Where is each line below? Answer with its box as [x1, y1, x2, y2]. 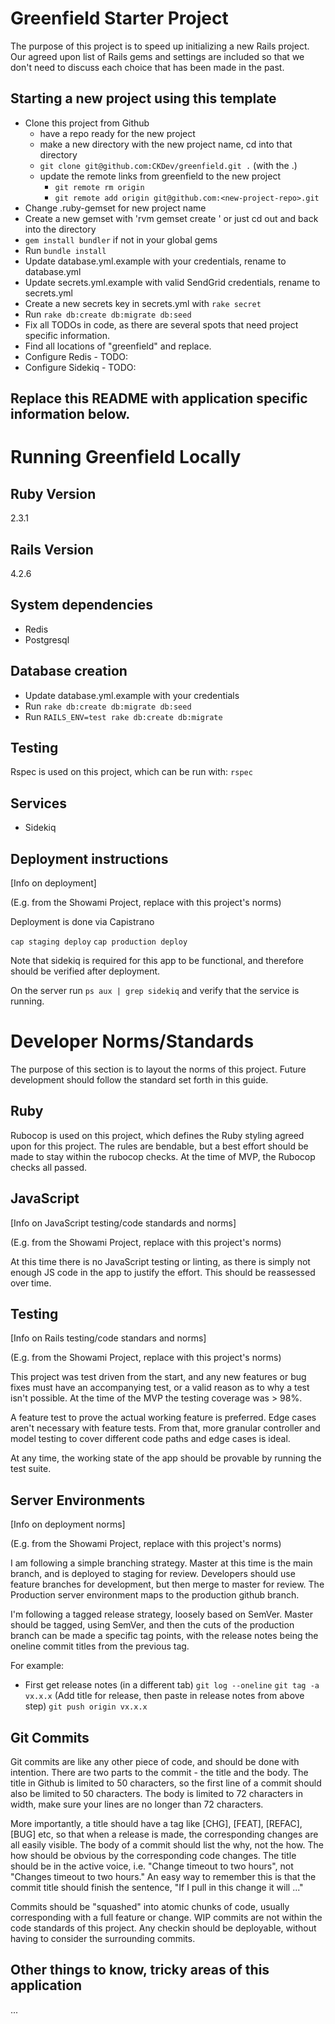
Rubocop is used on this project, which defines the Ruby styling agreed [10, 1129, 305, 1141]
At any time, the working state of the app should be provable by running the [10, 1452, 322, 1464]
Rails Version [10, 541, 94, 558]
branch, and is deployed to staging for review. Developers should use [10, 1568, 296, 1580]
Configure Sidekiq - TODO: [24, 361, 137, 373]
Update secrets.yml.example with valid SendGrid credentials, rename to [24, 276, 321, 288]
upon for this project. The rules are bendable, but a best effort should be [10, 1140, 309, 1152]
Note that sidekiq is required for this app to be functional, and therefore [10, 955, 304, 967]
